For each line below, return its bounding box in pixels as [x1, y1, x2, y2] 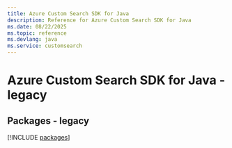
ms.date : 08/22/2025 [7, 23, 68, 30]
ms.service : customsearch [7, 42, 82, 49]
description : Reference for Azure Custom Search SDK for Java [7, 17, 192, 24]
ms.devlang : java [7, 36, 58, 43]
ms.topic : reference [7, 29, 68, 37]
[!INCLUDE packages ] [7, 133, 70, 141]
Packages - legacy [7, 115, 89, 126]
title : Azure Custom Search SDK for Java [7, 10, 130, 17]
